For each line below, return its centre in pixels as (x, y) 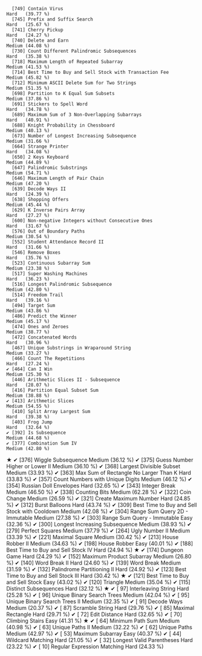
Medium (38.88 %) (28, 396)
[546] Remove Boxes (36, 253)
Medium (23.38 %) (28, 268)
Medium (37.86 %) (28, 99)
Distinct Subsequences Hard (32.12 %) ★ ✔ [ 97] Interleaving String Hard (98, 588)
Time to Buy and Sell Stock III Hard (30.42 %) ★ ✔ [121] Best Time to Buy (98, 576)
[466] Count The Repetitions (48, 359)
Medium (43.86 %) (28, 311)
